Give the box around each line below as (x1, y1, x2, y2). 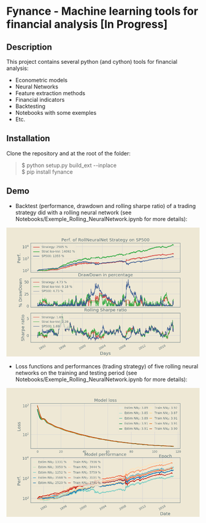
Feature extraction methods (15, 90, 86, 96)
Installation (6, 133, 50, 144)
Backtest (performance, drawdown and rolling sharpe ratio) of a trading (15, 202, 196, 209)
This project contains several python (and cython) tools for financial (6, 58, 178, 65)
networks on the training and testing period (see (15, 369, 137, 376)
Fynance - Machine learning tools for (6, 4, 199, 18)
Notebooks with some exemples (15, 109, 97, 116)
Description (6, 42, 52, 52)
